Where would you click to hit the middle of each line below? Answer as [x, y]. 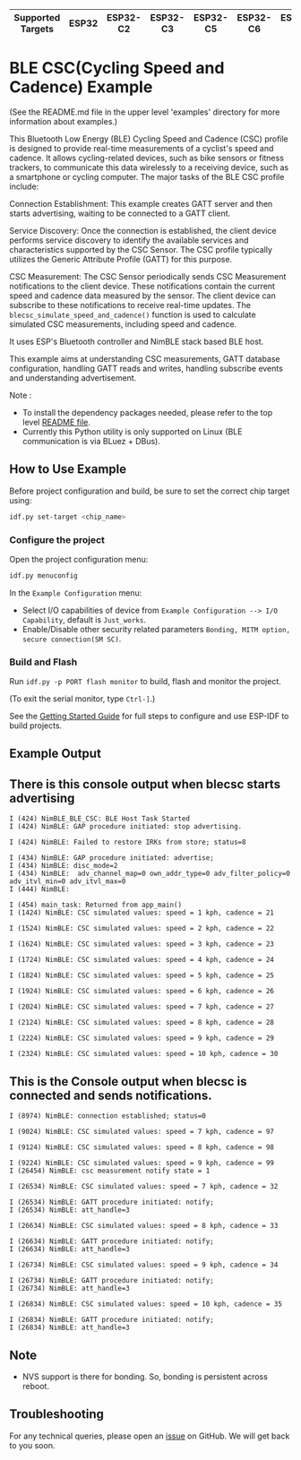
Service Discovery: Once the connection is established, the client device [143, 230]
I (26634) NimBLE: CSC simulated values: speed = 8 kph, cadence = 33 [144, 1226]
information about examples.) [64, 121]
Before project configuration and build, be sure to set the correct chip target [150, 491]
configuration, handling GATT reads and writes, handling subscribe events [146, 368]
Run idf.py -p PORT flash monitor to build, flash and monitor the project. [146, 682]
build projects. [36, 726]
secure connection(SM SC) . [72, 639]
